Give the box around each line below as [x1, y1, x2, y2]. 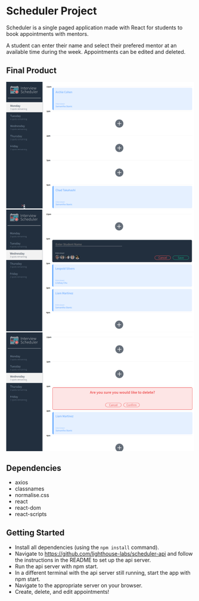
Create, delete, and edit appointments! [14, 588, 110, 595]
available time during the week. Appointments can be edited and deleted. [6, 48, 186, 55]
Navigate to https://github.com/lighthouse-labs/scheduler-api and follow [14, 550, 193, 557]
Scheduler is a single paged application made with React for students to [6, 24, 183, 31]
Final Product [6, 66, 57, 76]
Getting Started [6, 528, 65, 538]
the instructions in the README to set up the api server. [14, 556, 151, 563]
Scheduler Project [6, 4, 97, 18]
